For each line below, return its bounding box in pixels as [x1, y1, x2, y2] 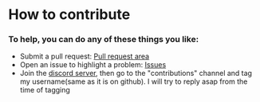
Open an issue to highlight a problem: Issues [19, 60, 167, 70]
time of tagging [19, 85, 70, 95]
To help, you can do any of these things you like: [8, 34, 199, 45]
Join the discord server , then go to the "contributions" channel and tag [19, 69, 253, 78]
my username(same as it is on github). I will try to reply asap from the [19, 77, 248, 86]
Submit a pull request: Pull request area [19, 51, 150, 61]
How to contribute [8, 6, 131, 24]
